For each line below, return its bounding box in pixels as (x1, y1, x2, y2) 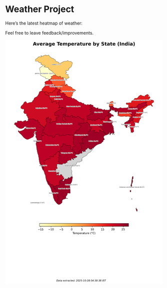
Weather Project (5, 4, 74, 15)
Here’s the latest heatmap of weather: (5, 20, 82, 26)
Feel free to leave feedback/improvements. (5, 30, 94, 36)
